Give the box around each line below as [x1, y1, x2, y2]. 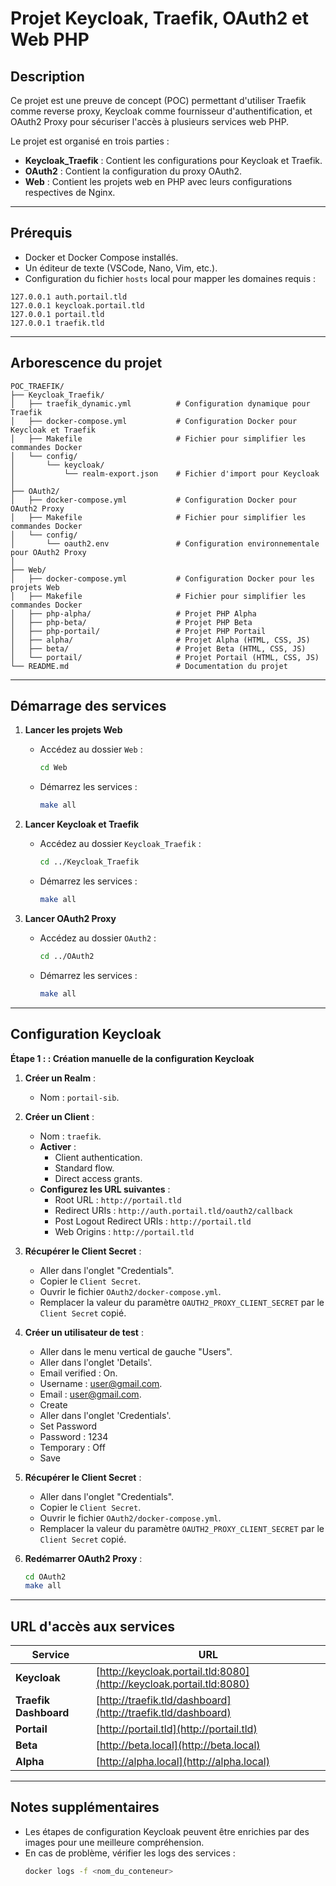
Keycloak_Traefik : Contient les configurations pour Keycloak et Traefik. [24, 155, 323, 166]
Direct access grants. [54, 1172, 143, 1184]
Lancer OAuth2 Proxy [24, 912, 117, 924]
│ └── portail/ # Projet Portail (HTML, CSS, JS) [10, 652, 320, 662]
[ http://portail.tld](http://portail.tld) [95, 1722, 258, 1736]
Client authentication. [54, 1151, 143, 1163]
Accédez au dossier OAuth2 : [39, 932, 157, 944]
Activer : [39, 1140, 77, 1152]
